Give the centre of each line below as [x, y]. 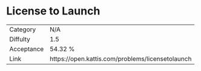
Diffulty [20, 39]
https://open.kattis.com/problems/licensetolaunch [120, 58]
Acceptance [27, 49]
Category [23, 29]
